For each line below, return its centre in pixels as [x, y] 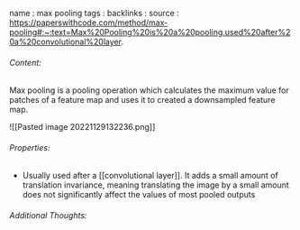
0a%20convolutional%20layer [65, 41]
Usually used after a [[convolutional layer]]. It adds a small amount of [150, 176]
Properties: [30, 147]
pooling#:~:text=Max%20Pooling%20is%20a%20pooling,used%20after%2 [150, 32]
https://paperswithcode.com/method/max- [89, 23]
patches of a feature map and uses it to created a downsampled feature [142, 100]
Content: [26, 62]
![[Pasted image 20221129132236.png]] [82, 127]
